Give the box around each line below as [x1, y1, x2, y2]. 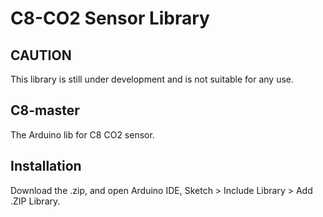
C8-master [10, 102, 80, 119]
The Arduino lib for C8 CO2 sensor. [10, 128, 155, 141]
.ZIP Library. [10, 195, 61, 207]
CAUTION [10, 47, 72, 64]
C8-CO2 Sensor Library [10, 7, 210, 30]
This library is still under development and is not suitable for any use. [10, 73, 295, 85]
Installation [10, 158, 82, 175]
